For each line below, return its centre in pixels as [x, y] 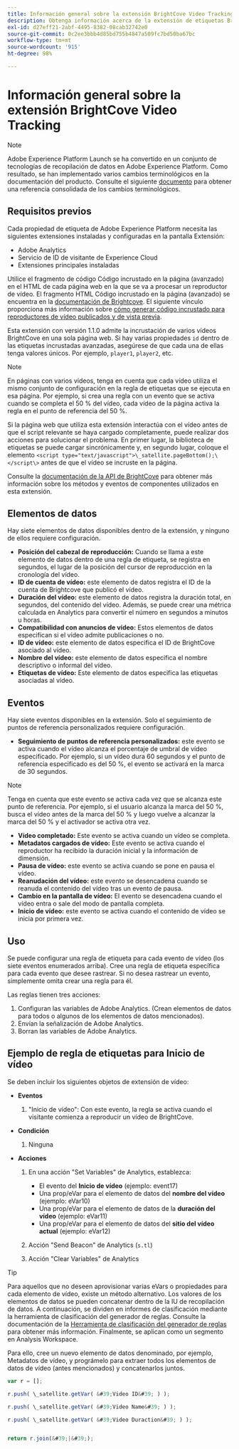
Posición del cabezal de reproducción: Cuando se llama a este [111, 552]
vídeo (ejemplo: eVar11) [73, 1216]
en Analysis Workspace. [43, 1339]
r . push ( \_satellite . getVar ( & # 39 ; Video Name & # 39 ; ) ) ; [92, 1407]
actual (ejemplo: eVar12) [75, 1231]
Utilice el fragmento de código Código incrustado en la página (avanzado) [116, 279]
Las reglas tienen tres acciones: [54, 995]
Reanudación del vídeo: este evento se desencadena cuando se [112, 881]
